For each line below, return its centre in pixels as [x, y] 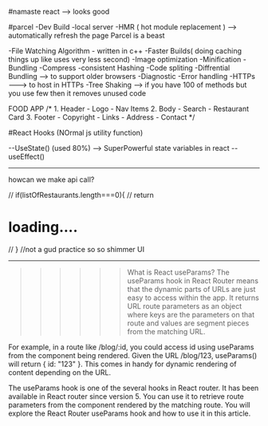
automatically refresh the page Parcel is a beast [87, 35]
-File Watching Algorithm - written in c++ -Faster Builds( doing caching [125, 51]
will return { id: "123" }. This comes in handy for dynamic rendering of [122, 364]
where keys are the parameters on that [191, 314]
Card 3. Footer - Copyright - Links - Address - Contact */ [102, 117]
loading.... [43, 227]
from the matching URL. [166, 331]
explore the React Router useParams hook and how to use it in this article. [130, 413]
